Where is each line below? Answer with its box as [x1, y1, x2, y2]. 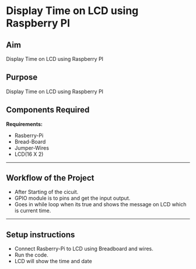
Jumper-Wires [14, 144, 50, 151]
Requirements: [6, 120, 43, 127]
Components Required [6, 105, 90, 115]
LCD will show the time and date [14, 258, 92, 265]
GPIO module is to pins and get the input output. [14, 195, 131, 202]
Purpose [6, 72, 38, 83]
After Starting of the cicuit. [14, 189, 79, 196]
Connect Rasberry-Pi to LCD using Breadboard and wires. [14, 245, 153, 253]
